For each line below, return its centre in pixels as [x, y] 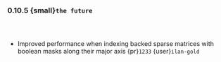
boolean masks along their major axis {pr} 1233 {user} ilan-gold [108, 52]
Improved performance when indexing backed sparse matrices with [116, 44]
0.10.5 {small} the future [50, 10]
